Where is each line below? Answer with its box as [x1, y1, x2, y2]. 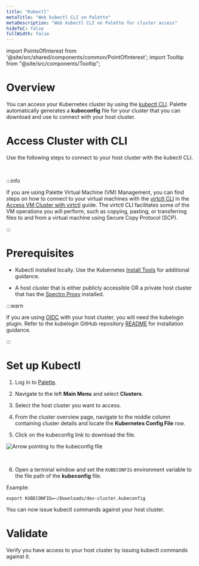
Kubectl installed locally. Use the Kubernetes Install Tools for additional [14, 266, 189, 273]
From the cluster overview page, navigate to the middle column [14, 413, 171, 420]
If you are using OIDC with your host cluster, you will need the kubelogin [6, 313, 184, 321]
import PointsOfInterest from [6, 47, 76, 54]
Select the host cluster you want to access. [14, 401, 121, 409]
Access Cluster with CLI [6, 134, 128, 148]
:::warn [6, 302, 24, 309]
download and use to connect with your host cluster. [6, 113, 136, 121]
